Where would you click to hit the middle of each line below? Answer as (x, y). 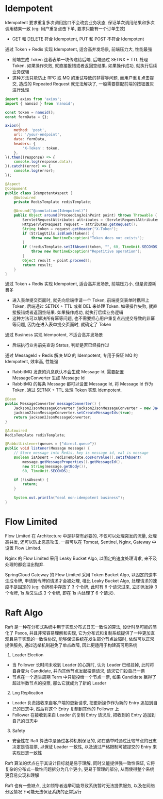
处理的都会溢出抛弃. (25, 564)
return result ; (38, 265)
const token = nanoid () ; (30, 112)
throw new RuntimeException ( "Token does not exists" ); (88, 238)
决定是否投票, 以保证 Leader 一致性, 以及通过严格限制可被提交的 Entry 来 (84, 747)
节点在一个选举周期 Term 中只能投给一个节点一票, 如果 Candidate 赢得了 (84, 677)
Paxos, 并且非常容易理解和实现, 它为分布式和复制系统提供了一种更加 (82, 633)
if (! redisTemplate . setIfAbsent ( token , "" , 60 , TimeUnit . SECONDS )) (92, 247)
